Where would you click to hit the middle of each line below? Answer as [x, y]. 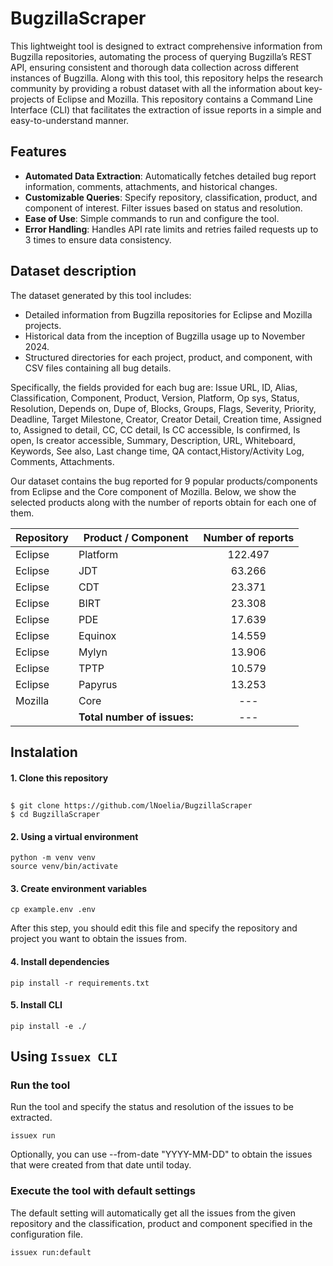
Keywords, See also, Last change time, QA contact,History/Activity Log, [157, 451]
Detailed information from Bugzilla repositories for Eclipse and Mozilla [168, 314]
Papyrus [98, 684]
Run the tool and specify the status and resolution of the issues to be [152, 1107]
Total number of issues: [136, 717]
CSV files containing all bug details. [98, 368]
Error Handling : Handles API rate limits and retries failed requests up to [171, 229]
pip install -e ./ [48, 1026]
